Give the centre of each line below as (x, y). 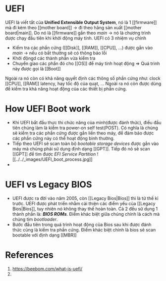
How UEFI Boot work (48, 109)
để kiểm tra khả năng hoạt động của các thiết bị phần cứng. (66, 89)
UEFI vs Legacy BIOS (49, 185)
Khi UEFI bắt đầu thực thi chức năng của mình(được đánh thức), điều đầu (87, 122)
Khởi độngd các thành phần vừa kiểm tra (54, 58)
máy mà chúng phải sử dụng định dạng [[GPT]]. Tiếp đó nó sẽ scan (81, 148)
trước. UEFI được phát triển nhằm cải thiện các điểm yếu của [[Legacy (84, 203)
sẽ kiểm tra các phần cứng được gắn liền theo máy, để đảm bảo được (83, 133)
